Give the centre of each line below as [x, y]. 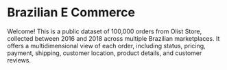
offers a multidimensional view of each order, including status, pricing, [106, 46]
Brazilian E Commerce [71, 13]
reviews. [19, 60]
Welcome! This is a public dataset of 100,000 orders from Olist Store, [105, 31]
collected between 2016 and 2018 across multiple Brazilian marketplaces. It [113, 38]
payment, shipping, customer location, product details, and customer [105, 53]
